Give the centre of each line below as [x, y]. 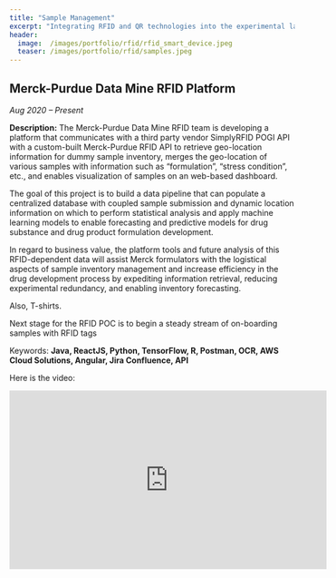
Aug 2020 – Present [47, 110]
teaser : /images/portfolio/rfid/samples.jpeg [105, 52]
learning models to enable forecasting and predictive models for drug [139, 222]
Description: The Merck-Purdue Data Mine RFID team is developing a [139, 127]
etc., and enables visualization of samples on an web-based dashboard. [144, 176]
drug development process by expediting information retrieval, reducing [144, 279]
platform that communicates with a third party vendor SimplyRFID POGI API [149, 137]
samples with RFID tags [53, 333]
